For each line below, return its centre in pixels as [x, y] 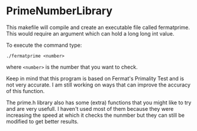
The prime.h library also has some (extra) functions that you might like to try [99, 103]
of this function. [25, 91]
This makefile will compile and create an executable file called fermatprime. [98, 27]
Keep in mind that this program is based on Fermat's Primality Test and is [95, 78]
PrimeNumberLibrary [59, 11]
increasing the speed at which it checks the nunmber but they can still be [96, 115]
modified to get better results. [42, 121]
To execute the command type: [44, 45]
